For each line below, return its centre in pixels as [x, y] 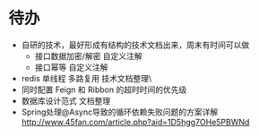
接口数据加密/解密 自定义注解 [88, 55]
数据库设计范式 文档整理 [66, 100]
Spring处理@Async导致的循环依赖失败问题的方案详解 [120, 112]
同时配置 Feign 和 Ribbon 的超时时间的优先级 [104, 89]
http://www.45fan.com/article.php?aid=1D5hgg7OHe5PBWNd [135, 122]
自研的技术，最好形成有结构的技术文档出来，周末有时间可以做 [135, 45]
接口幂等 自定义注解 [71, 67]
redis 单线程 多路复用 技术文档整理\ [86, 78]
